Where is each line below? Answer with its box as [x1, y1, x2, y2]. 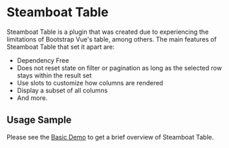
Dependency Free [16, 56, 69, 64]
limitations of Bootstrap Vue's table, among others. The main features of [6, 35, 217, 43]
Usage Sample [6, 114, 72, 126]
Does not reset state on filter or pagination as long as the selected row [16, 63, 222, 72]
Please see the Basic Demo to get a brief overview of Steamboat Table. [6, 132, 214, 141]
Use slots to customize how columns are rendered [16, 78, 163, 87]
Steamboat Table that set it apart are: [6, 42, 115, 51]
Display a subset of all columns [16, 86, 108, 94]
